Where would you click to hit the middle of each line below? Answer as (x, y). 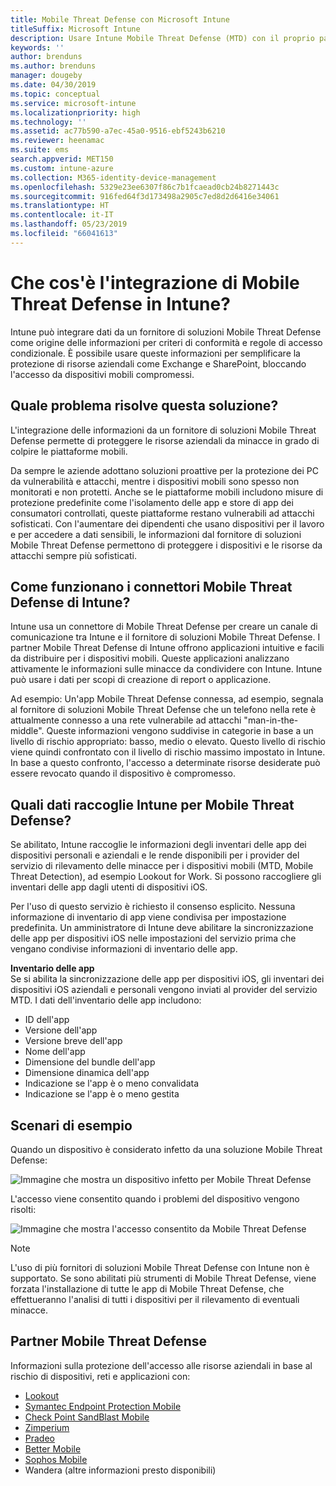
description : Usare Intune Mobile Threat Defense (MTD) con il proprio (162, 38)
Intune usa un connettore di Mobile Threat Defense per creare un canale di (164, 627)
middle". (27, 731)
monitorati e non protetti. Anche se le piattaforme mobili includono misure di (167, 492)
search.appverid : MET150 (62, 159)
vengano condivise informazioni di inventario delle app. (124, 949)
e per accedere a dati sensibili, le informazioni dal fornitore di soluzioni (156, 534)
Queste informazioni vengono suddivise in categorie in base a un (180, 731)
